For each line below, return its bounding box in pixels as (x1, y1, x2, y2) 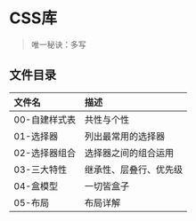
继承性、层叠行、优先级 (84, 163, 184, 176)
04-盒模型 (13, 179, 59, 192)
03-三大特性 (13, 163, 68, 176)
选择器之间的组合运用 (84, 146, 175, 159)
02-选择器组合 (13, 146, 77, 159)
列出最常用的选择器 (84, 130, 166, 142)
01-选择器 (13, 130, 59, 142)
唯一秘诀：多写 (30, 39, 86, 50)
